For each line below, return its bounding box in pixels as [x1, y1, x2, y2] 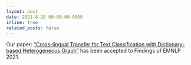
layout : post [6, 8, 38, 15]
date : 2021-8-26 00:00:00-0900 [6, 14, 83, 20]
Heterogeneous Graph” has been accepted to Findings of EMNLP [22, 47, 181, 54]
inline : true [6, 19, 38, 25]
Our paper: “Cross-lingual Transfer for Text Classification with [6, 41, 157, 48]
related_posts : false [6, 25, 60, 31]
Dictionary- [157, 41, 185, 48]
